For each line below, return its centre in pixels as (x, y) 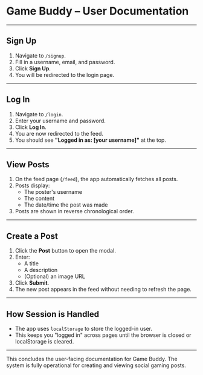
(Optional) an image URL (55, 276)
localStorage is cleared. (44, 341)
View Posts (28, 164)
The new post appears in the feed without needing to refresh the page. (103, 290)
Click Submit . (32, 283)
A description (41, 270)
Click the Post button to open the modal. (65, 251)
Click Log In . (31, 127)
